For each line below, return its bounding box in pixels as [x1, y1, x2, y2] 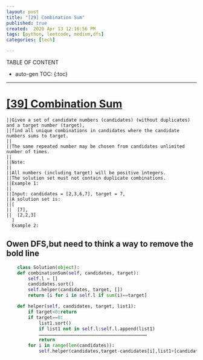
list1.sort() [38, 320, 71, 326]
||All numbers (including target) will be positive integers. [6, 169, 166, 175]
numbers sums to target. [6, 133, 69, 139]
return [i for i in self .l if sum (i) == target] [28, 292, 147, 298]
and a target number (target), [6, 122, 85, 128]
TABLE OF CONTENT [6, 58, 59, 66]
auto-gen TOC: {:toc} [14, 71, 68, 77]
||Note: [6, 159, 26, 165]
